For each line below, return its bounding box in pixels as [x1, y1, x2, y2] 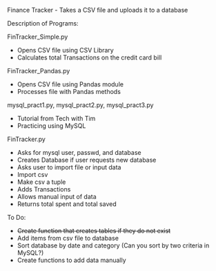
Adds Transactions [17, 185, 71, 193]
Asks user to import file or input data [17, 163, 121, 171]
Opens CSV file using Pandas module [17, 80, 124, 88]
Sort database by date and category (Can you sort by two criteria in [17, 241, 210, 250]
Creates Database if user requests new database [17, 156, 157, 164]
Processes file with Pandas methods [17, 88, 121, 95]
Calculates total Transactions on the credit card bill [17, 53, 162, 62]
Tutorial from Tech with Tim [17, 114, 96, 122]
